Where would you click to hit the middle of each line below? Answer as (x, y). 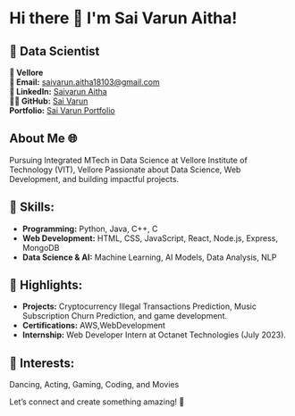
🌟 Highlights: (46, 285)
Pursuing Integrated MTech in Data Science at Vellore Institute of (128, 160)
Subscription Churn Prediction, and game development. (125, 316)
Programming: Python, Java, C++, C (90, 229)
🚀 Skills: (32, 208)
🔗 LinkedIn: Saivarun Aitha (58, 92)
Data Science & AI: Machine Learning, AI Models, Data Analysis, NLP (149, 257)
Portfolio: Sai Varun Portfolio (62, 110)
